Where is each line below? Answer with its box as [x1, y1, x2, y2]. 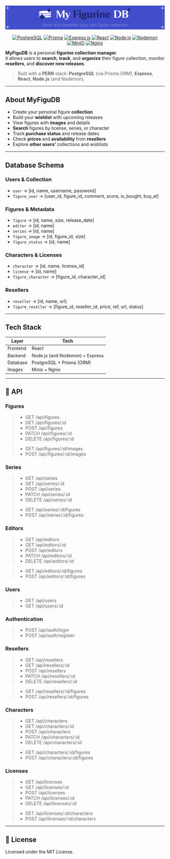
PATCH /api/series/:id [25, 492, 70, 498]
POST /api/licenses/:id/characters [25, 816, 96, 822]
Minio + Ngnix [31, 366, 61, 373]
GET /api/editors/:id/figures [25, 568, 82, 574]
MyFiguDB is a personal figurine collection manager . [5, 50, 118, 56]
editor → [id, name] [12, 223, 55, 229]
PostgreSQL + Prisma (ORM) [31, 359, 92, 365]
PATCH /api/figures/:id [25, 431, 72, 437]
